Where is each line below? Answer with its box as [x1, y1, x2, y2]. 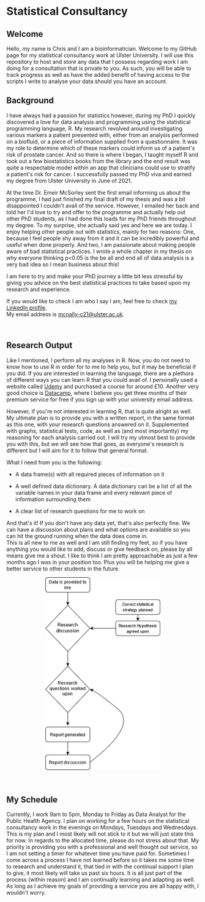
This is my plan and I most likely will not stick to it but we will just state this [6, 830, 194, 838]
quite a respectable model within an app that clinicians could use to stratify [6, 164, 196, 171]
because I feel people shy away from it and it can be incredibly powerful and [6, 235, 199, 242]
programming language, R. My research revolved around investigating [6, 125, 182, 132]
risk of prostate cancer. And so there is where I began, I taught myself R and [6, 150, 199, 158]
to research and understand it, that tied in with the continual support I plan [6, 863, 194, 870]
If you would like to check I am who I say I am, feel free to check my [6, 297, 177, 305]
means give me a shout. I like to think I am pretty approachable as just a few [6, 551, 198, 559]
